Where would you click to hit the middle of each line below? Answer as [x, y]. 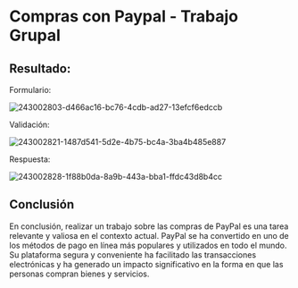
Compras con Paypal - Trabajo [124, 17]
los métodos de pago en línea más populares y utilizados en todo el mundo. [148, 245]
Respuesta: [30, 159]
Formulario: [30, 90]
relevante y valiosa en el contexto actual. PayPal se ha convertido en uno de [149, 235]
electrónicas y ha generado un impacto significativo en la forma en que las [146, 264]
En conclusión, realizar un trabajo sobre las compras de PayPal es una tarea [149, 226]
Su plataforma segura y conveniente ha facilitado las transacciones [133, 254]
